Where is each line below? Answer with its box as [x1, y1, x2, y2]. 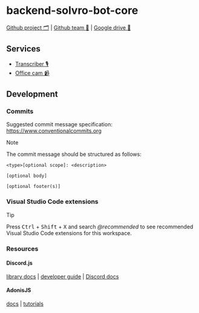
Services [6, 44, 41, 54]
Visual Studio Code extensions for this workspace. [6, 229, 132, 236]
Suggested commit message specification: [6, 121, 113, 128]
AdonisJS [6, 286, 31, 294]
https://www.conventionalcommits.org [6, 127, 102, 135]
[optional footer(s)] [6, 184, 61, 190]
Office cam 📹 [15, 69, 50, 76]
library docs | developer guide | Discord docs [6, 273, 119, 280]
